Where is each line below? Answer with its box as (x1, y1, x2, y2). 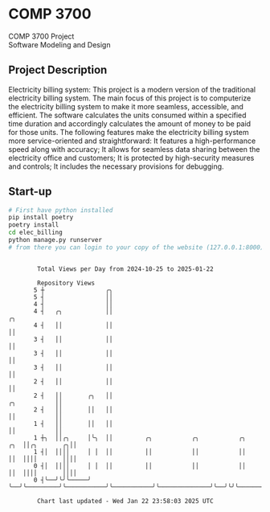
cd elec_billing (8, 228, 63, 237)
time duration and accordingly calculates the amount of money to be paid (8, 118, 252, 129)
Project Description (8, 63, 108, 77)
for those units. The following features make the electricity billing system (8, 127, 249, 137)
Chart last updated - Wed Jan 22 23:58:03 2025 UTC (37, 497, 215, 505)
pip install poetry (8, 214, 74, 222)
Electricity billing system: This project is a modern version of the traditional (8, 84, 256, 94)
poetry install (8, 221, 59, 229)
